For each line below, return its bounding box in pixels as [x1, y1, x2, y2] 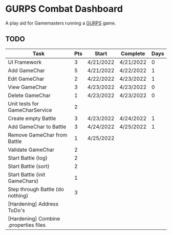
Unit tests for [8, 100, 39, 107]
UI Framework [8, 58, 42, 65]
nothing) [8, 192, 29, 199]
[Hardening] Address [8, 200, 59, 207]
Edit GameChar [8, 75, 45, 82]
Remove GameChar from [8, 131, 68, 138]
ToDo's [8, 206, 25, 214]
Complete [121, 50, 145, 57]
